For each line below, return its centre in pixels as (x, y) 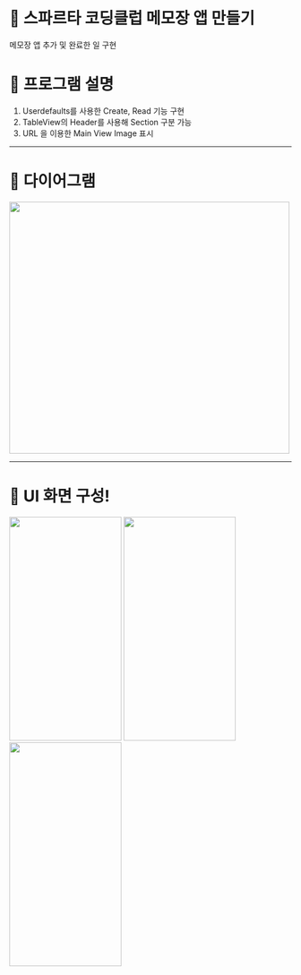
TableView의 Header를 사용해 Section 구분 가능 (107, 122)
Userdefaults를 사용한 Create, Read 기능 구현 (103, 111)
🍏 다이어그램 (52, 181)
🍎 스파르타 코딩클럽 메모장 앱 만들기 (132, 18)
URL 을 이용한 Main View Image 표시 (88, 133)
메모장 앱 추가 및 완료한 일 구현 (63, 45)
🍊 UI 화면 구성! (60, 496)
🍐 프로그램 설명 (62, 85)
